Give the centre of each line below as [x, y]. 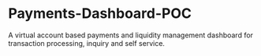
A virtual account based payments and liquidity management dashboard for [131, 35]
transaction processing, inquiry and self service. [87, 43]
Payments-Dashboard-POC [100, 14]
